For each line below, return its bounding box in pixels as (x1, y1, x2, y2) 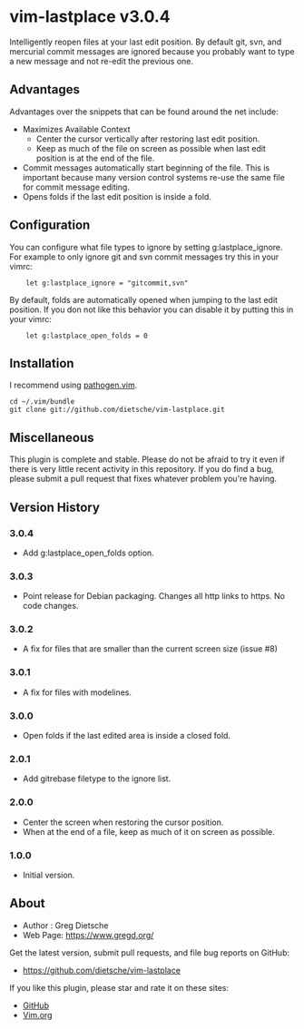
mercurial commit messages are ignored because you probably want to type (9, 45, 295, 56)
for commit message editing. (22, 181, 130, 192)
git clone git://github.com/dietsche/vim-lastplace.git (9, 406, 225, 415)
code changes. (22, 601, 79, 612)
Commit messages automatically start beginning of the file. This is (22, 162, 270, 173)
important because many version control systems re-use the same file (22, 171, 286, 182)
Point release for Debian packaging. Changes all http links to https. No (22, 591, 286, 602)
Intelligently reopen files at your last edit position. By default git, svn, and (9, 36, 282, 47)
